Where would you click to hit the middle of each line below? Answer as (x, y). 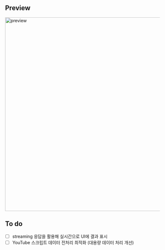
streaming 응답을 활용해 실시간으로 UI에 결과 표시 (60, 236)
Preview (18, 8)
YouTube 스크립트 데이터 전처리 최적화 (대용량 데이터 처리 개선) (73, 242)
